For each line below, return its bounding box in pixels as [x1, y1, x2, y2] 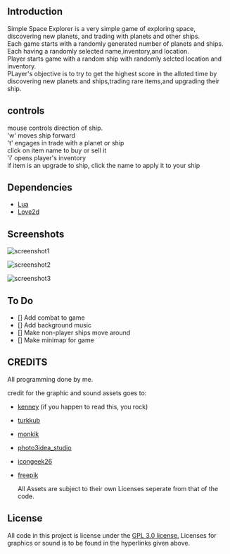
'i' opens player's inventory [7, 153, 87, 162]
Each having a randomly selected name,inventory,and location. [7, 47, 190, 55]
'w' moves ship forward [7, 131, 76, 140]
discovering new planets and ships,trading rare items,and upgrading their [7, 77, 220, 85]
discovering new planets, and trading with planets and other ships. [7, 32, 200, 40]
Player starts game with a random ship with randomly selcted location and [7, 54, 222, 63]
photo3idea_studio [17, 443, 72, 452]
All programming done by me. [7, 375, 94, 383]
